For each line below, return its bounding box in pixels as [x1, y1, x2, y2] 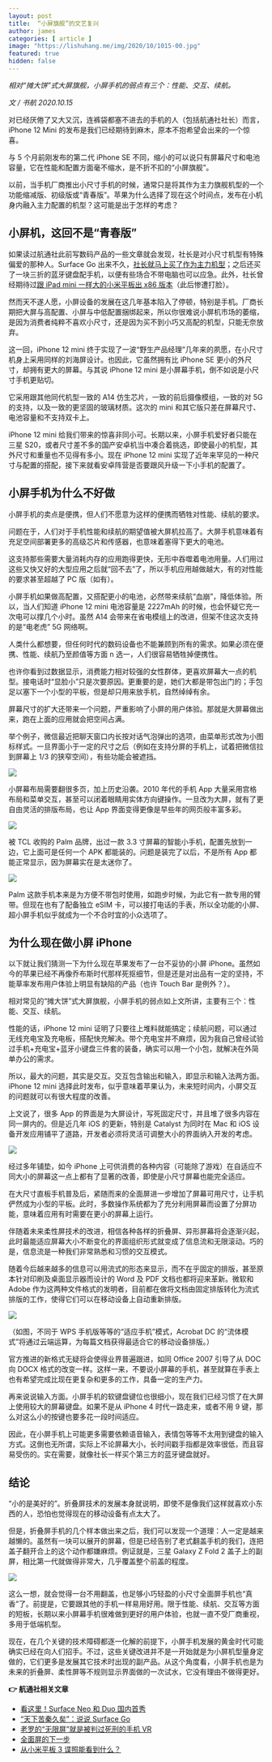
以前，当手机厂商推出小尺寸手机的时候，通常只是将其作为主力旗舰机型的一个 [8, 179, 264, 189]
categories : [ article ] [8, 34, 92, 43]
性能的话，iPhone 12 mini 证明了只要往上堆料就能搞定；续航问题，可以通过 [8, 1024, 257, 1034]
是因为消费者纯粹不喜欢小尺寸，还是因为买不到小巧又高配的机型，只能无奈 [8, 317, 257, 327]
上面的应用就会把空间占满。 [36, 714, 130, 724]
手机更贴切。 [15, 375, 58, 385]
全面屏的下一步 [19, 1734, 70, 1744]
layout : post [8, 11, 53, 20]
